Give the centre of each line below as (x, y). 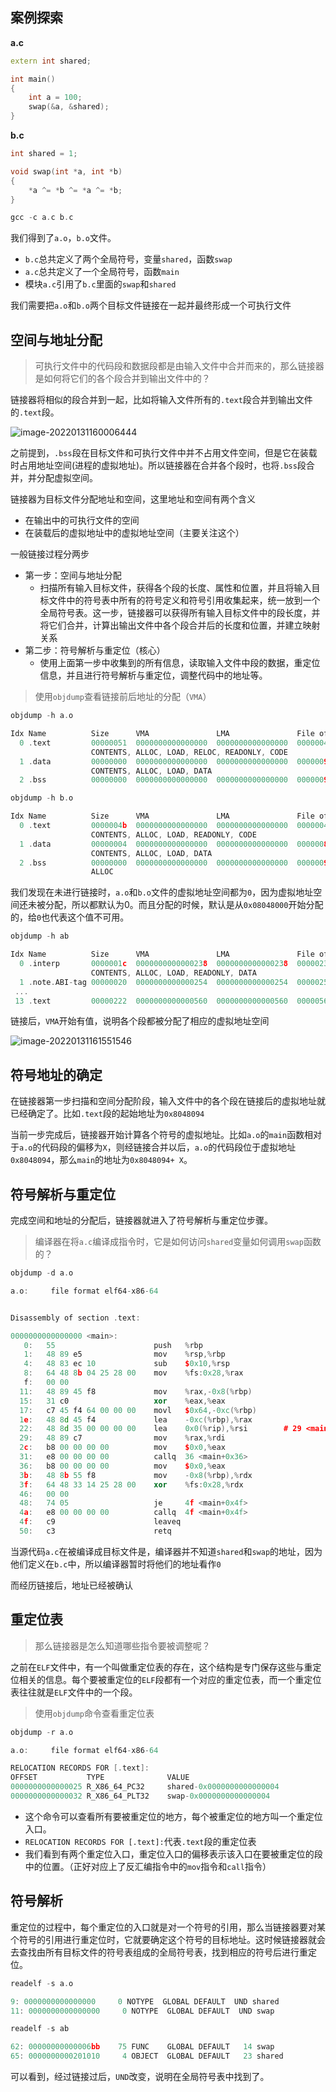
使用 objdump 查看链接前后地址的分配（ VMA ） (123, 697)
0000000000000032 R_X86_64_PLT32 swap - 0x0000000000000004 (140, 1796)
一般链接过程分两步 (50, 554)
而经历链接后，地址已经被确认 (71, 1585)
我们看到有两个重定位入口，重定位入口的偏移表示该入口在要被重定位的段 (173, 1854)
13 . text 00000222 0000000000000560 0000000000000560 (151, 1001)
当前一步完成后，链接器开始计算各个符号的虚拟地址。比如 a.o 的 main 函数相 (162, 1135)
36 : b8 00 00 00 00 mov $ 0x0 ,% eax (122, 1466)
